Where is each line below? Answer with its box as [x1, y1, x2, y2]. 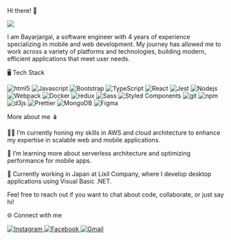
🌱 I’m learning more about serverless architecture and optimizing [7, 149, 191, 157]
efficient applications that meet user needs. [7, 55, 131, 63]
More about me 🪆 [7, 113, 58, 120]
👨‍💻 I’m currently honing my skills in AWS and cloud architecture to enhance [7, 129, 221, 137]
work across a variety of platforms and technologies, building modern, [7, 47, 206, 55]
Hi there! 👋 [7, 7, 38, 14]
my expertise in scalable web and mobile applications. [7, 136, 160, 144]
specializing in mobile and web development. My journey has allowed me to [7, 40, 221, 48]
